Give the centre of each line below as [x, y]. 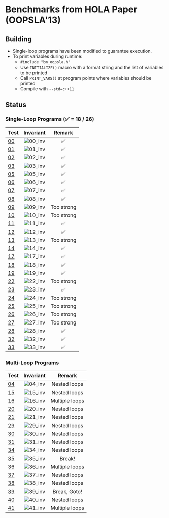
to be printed [33, 73]
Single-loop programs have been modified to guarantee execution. [82, 51]
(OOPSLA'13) [33, 20]
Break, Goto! [67, 491]
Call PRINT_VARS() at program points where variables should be [86, 78]
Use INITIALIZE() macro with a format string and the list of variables [92, 67]
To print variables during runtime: [47, 56]
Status [16, 105]
